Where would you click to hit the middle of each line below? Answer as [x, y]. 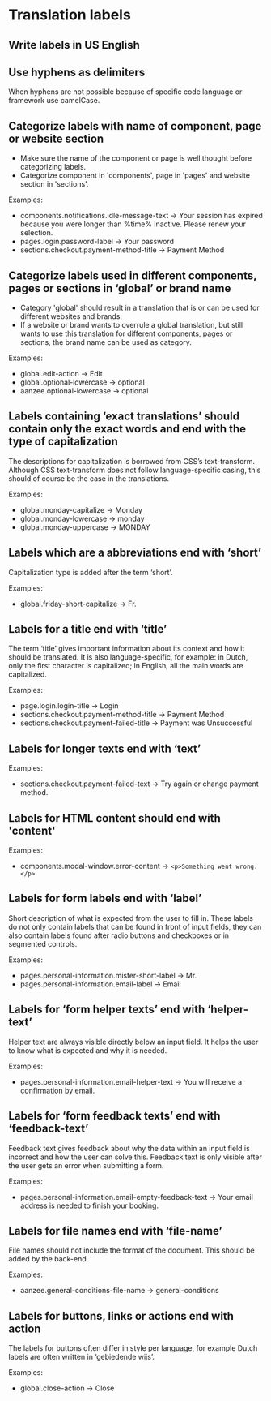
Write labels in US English [74, 45]
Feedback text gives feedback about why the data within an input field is [129, 1148]
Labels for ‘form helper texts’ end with [107, 1010]
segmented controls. [43, 943]
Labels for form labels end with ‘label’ [105, 898]
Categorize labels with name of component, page [135, 126]
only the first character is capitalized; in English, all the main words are [126, 666]
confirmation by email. [57, 1090]
